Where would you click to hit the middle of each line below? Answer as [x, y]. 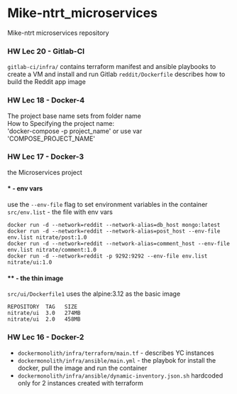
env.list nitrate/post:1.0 [47, 238]
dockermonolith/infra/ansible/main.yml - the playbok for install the [117, 360]
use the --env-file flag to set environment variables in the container [108, 205]
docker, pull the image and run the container [82, 368]
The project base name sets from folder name [75, 116]
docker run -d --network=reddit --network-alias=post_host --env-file [114, 231]
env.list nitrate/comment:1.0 [52, 250]
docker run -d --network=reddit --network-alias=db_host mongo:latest [114, 225]
